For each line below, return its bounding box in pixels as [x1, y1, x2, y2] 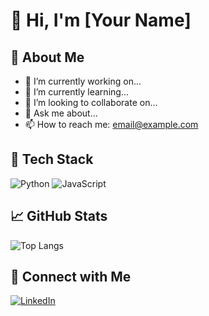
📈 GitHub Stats [10, 208, 108, 225]
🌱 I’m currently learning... [24, 86, 129, 98]
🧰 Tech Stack [10, 151, 94, 168]
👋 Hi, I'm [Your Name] [10, 9, 192, 32]
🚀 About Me [10, 49, 85, 66]
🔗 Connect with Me [10, 269, 132, 286]
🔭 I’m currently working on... [24, 75, 142, 87]
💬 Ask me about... [24, 107, 98, 119]
